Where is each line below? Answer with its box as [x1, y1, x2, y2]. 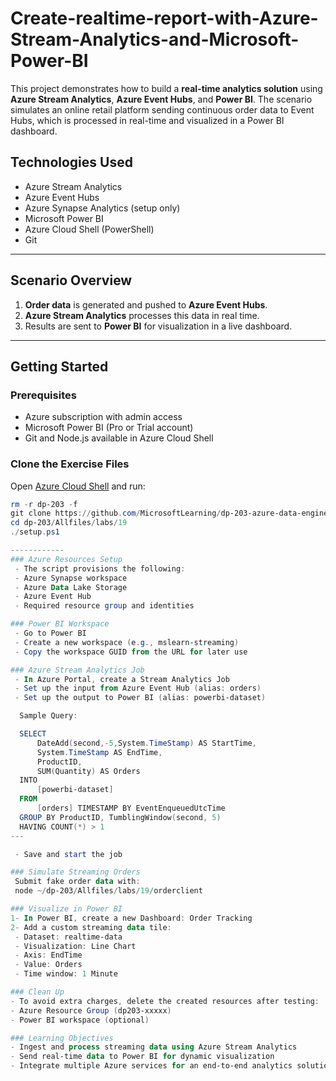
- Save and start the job [14, 849, 123, 859]
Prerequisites [10, 388, 77, 402]
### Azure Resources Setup [10, 554, 123, 564]
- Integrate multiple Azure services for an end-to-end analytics [10, 1061, 293, 1071]
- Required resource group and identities [14, 601, 195, 611]
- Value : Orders [14, 960, 83, 970]
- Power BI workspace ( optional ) [10, 1015, 150, 1025]
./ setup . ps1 [10, 527, 60, 537]
